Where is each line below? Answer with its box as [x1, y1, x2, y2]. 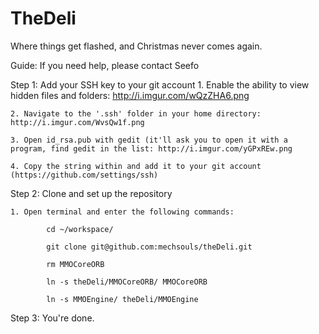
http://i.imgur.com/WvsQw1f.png [10, 117, 145, 127]
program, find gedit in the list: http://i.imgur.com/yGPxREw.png [10, 143, 293, 154]
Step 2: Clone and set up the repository [10, 187, 173, 199]
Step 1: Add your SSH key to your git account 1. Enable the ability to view [10, 78, 310, 91]
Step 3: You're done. [10, 312, 95, 324]
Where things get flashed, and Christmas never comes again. [10, 40, 263, 52]
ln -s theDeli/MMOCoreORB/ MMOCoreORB [46, 277, 208, 287]
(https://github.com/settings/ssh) [10, 170, 159, 180]
